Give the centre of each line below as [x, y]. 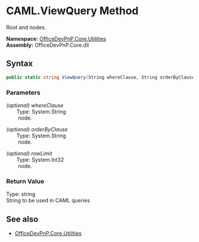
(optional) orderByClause [37, 129]
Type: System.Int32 [40, 159]
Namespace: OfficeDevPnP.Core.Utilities [56, 38]
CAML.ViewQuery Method [73, 11]
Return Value [25, 181]
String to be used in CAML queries [48, 201]
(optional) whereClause [35, 105]
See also [22, 219]
